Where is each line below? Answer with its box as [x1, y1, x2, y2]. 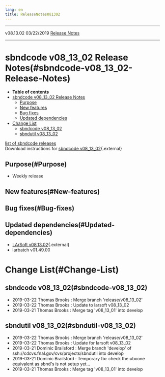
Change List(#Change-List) [5, 264, 119, 275]
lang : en [5, 7, 23, 12]
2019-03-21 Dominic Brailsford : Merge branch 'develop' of [12, 345, 132, 351]
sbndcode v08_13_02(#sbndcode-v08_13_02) [5, 284, 148, 292]
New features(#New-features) [5, 187, 100, 196]
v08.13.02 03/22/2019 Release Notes [5, 30, 80, 36]
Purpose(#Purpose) [5, 160, 67, 168]
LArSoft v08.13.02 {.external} [12, 241, 70, 247]
